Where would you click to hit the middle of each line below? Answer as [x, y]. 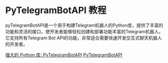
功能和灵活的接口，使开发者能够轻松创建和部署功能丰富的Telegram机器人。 [84, 31]
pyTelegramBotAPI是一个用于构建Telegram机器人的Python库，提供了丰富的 [85, 25]
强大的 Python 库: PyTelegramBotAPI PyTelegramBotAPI [64, 55]
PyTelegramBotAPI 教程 [56, 10]
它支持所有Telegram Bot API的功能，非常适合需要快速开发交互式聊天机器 [81, 38]
